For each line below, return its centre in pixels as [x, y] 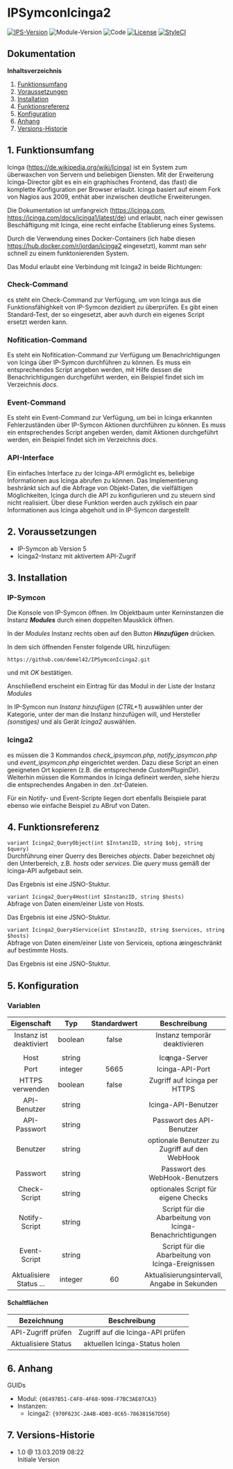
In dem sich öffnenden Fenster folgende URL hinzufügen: [89, 647]
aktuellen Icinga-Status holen [132, 1344]
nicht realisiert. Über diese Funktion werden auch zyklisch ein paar [102, 503]
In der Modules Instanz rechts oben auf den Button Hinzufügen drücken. [112, 633]
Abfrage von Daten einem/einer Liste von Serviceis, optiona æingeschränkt [114, 943]
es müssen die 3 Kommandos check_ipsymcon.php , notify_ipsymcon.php [112, 755]
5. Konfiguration [43, 985]
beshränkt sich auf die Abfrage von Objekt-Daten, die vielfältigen [100, 487]
